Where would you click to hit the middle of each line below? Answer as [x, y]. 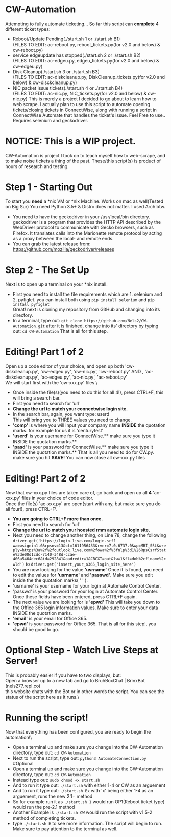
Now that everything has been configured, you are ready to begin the [78, 731]
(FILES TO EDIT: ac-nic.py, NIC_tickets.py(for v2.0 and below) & [80, 93]
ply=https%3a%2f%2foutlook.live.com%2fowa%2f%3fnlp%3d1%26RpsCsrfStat [89, 550]
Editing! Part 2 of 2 [45, 478]
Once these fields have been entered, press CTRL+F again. [75, 597]
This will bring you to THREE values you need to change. [72, 420]
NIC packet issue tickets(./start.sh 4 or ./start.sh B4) [68, 88]
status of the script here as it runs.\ [42, 697]
